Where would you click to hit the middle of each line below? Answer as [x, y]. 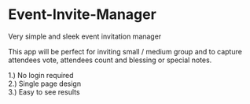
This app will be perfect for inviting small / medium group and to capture [125, 51]
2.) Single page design [44, 84]
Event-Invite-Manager [83, 15]
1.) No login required [41, 75]
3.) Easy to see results [44, 91]
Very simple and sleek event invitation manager [85, 36]
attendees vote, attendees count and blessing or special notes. [110, 60]
